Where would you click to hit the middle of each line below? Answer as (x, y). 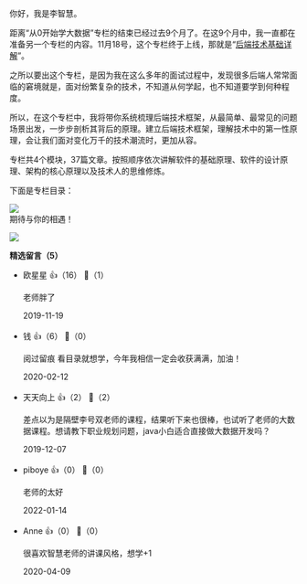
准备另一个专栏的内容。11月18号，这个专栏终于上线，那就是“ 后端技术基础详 (151, 44)
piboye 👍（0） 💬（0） (65, 470)
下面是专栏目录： (42, 191)
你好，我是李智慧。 (46, 13)
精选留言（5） (36, 255)
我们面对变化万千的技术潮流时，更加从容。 (121, 140)
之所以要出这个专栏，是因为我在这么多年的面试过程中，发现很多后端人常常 (149, 75)
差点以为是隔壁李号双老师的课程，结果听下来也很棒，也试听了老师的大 (155, 419)
